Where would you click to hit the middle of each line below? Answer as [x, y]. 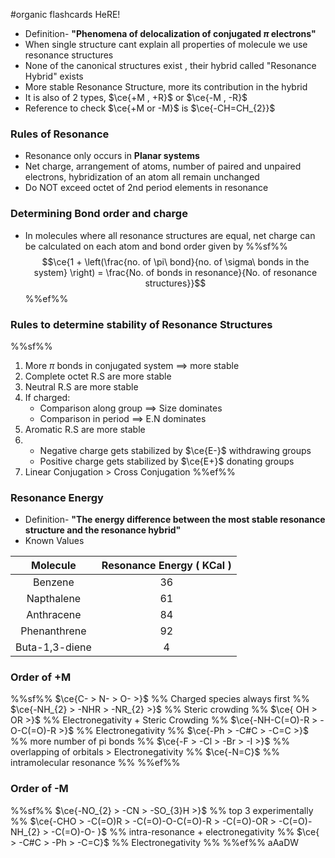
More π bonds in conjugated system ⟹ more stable [132, 365]
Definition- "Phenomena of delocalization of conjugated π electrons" [170, 33]
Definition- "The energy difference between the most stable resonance [175, 520]
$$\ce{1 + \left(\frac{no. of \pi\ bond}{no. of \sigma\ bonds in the [175, 261]
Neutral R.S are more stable [81, 386]
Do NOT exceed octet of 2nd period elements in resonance [146, 188]
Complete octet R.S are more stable [98, 376]
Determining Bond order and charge [99, 214]
